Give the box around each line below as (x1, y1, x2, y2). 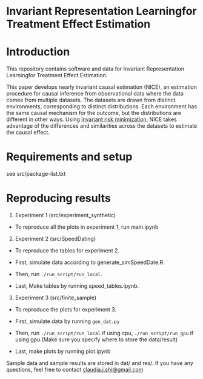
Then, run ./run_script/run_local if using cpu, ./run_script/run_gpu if (15, 330, 194, 336)
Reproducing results (6, 192, 111, 205)
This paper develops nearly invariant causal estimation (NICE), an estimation (6, 83, 197, 91)
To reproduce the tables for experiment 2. (15, 247, 120, 254)
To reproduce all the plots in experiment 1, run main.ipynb (15, 223, 159, 231)
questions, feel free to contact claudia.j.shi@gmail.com (6, 366, 144, 373)
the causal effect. (6, 129, 50, 136)
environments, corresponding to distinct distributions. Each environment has (6, 103, 198, 110)
